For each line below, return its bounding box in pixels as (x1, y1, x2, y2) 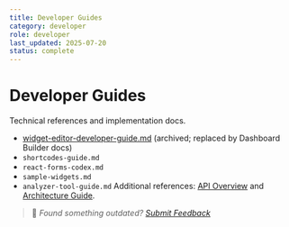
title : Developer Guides (9, 13, 103, 23)
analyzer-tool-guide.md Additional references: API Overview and (22, 181, 264, 192)
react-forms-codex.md (22, 163, 104, 172)
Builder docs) (22, 142, 73, 153)
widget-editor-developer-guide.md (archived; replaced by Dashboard (22, 132, 281, 144)
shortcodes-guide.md (22, 154, 100, 163)
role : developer (9, 30, 70, 39)
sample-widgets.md (22, 173, 92, 182)
